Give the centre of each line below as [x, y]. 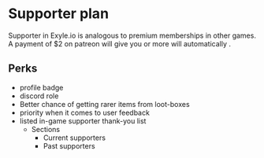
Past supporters [69, 145]
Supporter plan [58, 14]
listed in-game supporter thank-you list [83, 121]
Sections [46, 129]
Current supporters [74, 138]
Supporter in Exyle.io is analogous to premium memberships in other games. [132, 35]
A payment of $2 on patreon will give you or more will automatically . [119, 43]
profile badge [41, 87]
